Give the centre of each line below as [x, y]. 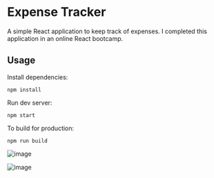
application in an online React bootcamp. [65, 38]
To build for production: [41, 128]
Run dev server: [30, 103]
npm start [21, 115]
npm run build [28, 141]
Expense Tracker [57, 12]
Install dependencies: [38, 77]
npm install [24, 90]
